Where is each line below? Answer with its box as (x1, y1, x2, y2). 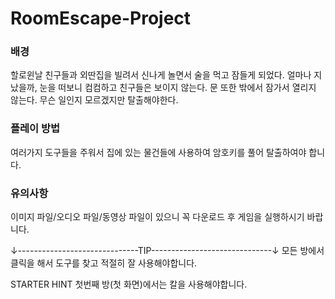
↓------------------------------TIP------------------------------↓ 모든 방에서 (10, 245, 325, 257)
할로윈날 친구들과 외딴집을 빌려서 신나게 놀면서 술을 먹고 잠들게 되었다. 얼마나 (10, 69, 312, 81)
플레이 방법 (10, 122, 61, 136)
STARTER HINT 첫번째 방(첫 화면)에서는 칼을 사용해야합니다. (10, 278, 248, 291)
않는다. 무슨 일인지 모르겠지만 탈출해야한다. (10, 94, 179, 106)
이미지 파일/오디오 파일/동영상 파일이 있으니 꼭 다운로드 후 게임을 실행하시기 (10, 211, 305, 223)
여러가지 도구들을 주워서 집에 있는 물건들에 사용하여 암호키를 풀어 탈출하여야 (10, 146, 307, 158)
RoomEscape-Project (10, 7, 192, 30)
